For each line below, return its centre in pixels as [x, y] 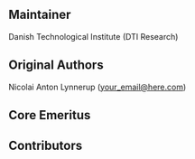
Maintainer [40, 15]
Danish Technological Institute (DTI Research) [93, 36]
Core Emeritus [50, 115]
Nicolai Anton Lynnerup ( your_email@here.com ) [97, 87]
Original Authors [56, 65]
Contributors [46, 146]
